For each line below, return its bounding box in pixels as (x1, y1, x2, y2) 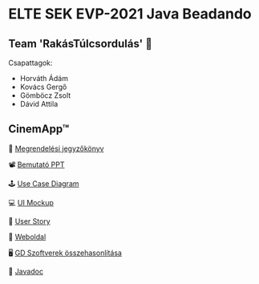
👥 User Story (8, 216, 51, 225)
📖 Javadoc (8, 266, 44, 276)
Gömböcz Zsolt (19, 91, 71, 100)
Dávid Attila (19, 99, 59, 108)
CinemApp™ (8, 122, 70, 136)
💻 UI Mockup (8, 197, 55, 207)
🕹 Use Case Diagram (8, 178, 79, 189)
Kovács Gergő (19, 82, 67, 91)
